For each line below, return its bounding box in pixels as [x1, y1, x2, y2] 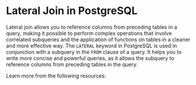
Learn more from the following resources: [6, 72, 106, 79]
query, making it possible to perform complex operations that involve [6, 29, 172, 36]
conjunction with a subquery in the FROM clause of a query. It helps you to [6, 48, 182, 55]
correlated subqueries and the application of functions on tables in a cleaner [6, 36, 191, 43]
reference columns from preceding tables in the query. [6, 60, 138, 68]
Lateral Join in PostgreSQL [6, 4, 137, 18]
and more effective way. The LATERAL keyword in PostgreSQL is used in [6, 42, 177, 49]
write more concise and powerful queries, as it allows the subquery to [6, 55, 174, 62]
